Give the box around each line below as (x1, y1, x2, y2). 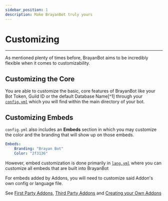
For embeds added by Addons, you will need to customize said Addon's (5, 175, 153, 181)
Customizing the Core (5, 75, 75, 83)
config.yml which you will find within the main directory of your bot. (5, 99, 145, 105)
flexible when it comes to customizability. (5, 60, 90, 66)
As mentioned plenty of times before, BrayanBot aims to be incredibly (5, 55, 148, 61)
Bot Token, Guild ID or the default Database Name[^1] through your (5, 93, 143, 99)
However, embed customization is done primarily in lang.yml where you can (5, 160, 161, 166)
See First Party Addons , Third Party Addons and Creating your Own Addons (5, 190, 161, 196)
